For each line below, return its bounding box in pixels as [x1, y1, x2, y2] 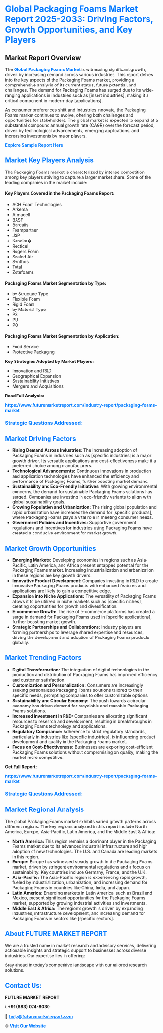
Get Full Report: [5, 764, 37, 770]
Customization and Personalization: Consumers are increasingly [12, 682, 143, 688]
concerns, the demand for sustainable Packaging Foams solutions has [12, 489, 153, 495]
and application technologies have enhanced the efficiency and [12, 473, 139, 479]
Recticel [12, 243, 29, 249]
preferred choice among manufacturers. [12, 463, 93, 469]
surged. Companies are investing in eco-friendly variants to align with [12, 494, 151, 500]
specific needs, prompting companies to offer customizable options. [12, 692, 149, 698]
